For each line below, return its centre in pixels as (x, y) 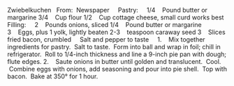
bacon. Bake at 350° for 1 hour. (53, 76)
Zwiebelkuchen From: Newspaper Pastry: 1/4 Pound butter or (108, 10)
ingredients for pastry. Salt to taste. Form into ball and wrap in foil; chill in (114, 47)
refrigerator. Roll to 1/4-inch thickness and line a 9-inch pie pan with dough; (117, 54)
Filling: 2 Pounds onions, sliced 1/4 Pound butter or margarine (104, 25)
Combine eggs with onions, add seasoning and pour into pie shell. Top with (118, 69)
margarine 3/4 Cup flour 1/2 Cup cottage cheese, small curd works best (116, 17)
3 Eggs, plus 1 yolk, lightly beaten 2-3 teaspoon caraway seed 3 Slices (116, 32)
